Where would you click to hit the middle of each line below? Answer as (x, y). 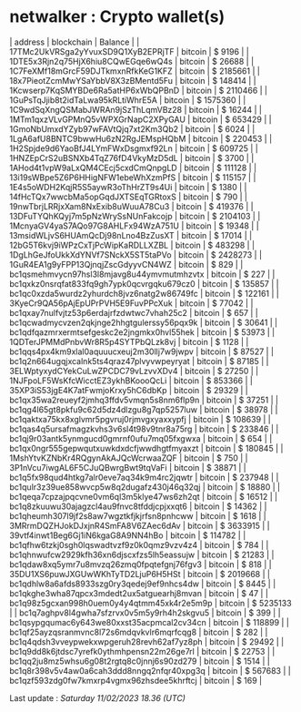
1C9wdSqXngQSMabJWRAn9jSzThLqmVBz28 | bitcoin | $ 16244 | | (135, 109)
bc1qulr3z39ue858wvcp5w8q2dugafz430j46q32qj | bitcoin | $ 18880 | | (145, 487)
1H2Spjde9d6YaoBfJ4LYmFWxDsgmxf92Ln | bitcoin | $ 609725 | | (134, 148)
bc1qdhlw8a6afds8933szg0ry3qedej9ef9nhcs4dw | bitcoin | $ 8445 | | (143, 584)
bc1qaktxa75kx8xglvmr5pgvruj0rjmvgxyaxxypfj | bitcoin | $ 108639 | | (140, 419)
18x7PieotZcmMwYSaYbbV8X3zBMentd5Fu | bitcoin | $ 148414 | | (133, 80)
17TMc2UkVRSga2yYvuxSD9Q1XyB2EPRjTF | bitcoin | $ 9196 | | (130, 51)
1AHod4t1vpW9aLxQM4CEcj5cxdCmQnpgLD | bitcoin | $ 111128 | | (133, 168)
